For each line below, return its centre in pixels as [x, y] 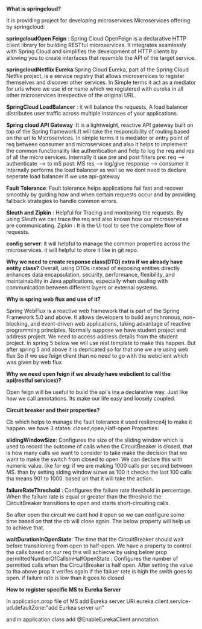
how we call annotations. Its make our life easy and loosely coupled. [91, 398]
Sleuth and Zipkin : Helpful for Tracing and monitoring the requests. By [95, 213]
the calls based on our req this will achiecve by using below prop [87, 552]
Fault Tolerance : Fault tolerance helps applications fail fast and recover [95, 188]
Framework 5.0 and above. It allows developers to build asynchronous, [94, 317]
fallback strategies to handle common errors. [62, 201]
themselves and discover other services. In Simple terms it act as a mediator [101, 82]
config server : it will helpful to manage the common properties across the [98, 244]
